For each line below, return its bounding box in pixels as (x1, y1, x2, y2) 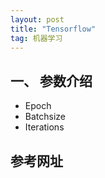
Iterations (24, 121, 65, 133)
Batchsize (24, 111, 67, 123)
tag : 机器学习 (10, 33, 63, 43)
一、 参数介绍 (10, 72, 93, 90)
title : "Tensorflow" (10, 24, 97, 34)
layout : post (10, 14, 65, 25)
